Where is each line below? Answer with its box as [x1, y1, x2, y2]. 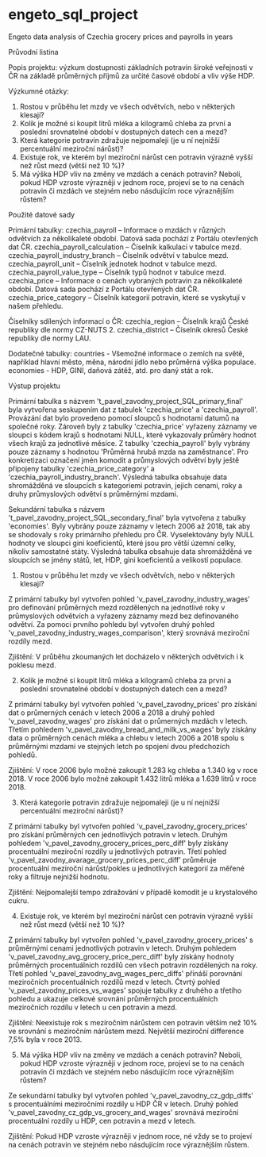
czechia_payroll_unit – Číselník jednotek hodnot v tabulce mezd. [8, 259, 218, 268]
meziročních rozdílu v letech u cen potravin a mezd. [8, 1002, 177, 1012]
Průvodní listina [8, 47, 59, 56]
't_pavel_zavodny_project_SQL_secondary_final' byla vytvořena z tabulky [8, 513, 246, 522]
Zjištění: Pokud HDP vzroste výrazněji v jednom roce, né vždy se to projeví [8, 1131, 253, 1140]
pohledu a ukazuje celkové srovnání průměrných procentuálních [8, 994, 218, 1003]
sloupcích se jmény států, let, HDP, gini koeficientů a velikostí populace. [8, 555, 243, 564]
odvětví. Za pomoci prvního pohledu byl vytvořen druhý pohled [8, 619, 215, 628]
